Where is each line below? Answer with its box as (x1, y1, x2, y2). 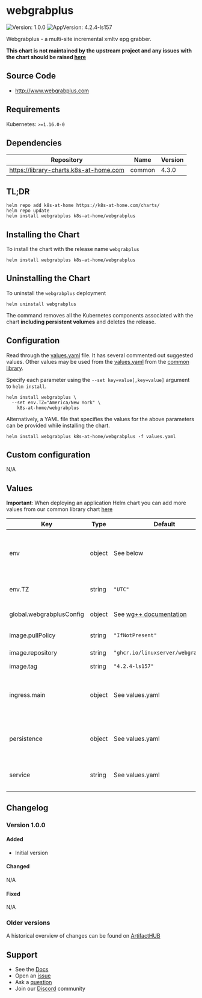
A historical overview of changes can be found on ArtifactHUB (6, 932, 161, 939)
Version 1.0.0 (6, 821, 46, 829)
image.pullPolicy (9, 631, 56, 640)
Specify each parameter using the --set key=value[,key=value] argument (6, 376, 190, 383)
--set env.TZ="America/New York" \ (11, 399, 101, 405)
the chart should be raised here (6, 53, 86, 60)
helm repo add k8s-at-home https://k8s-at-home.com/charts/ (6, 203, 161, 209)
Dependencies (6, 138, 62, 148)
